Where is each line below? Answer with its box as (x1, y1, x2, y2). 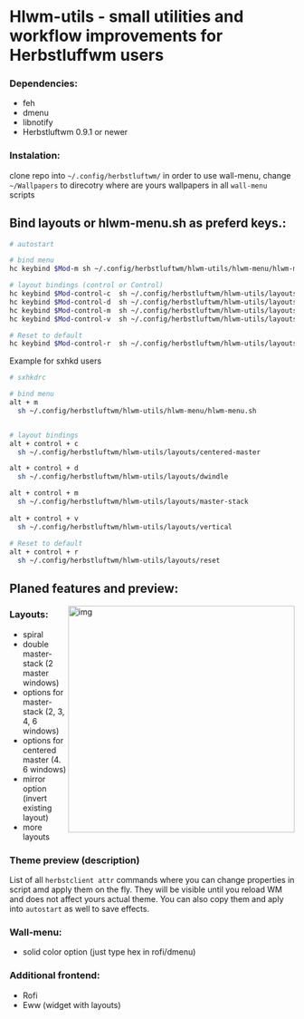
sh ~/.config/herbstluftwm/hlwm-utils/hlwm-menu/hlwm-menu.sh (17, 406, 257, 415)
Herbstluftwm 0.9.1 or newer (22, 127, 128, 138)
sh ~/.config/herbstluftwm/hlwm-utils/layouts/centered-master (17, 447, 261, 457)
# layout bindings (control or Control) (9, 281, 165, 290)
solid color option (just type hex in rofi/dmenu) (22, 946, 196, 957)
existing (22, 802, 52, 813)
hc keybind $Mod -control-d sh (9, 297, 128, 306)
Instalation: (9, 150, 61, 162)
